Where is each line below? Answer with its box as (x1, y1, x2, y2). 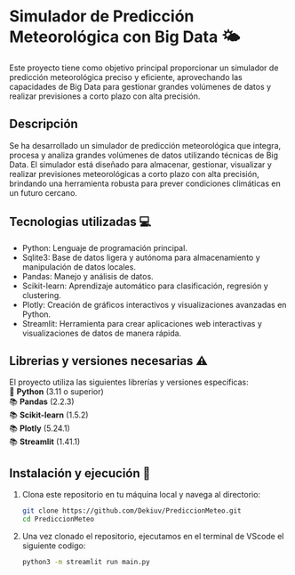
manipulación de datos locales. (21, 261, 136, 272)
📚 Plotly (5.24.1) (9, 423, 71, 433)
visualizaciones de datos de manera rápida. (21, 328, 182, 338)
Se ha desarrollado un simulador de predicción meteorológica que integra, (9, 140, 282, 150)
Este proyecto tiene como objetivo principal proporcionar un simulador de (9, 62, 279, 73)
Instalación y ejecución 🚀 (9, 466, 151, 481)
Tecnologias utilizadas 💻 (9, 215, 152, 230)
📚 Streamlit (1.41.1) (9, 436, 81, 447)
